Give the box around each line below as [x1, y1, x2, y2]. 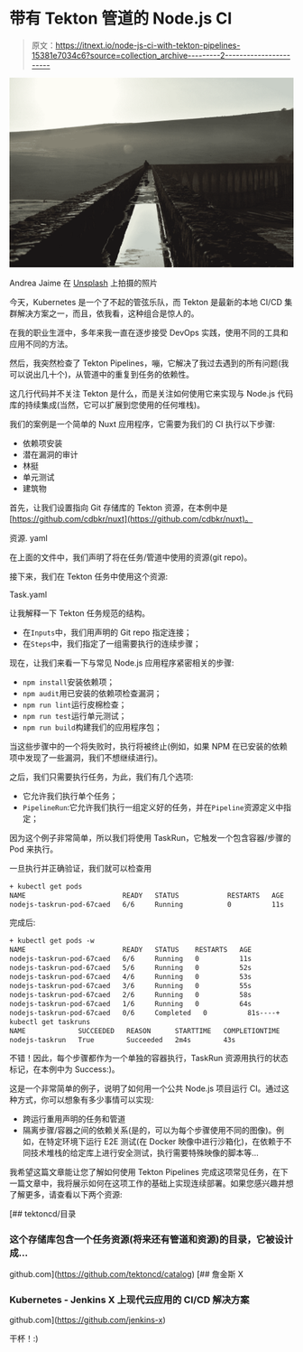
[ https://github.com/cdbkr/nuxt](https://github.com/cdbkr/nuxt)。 [9, 513, 253, 524]
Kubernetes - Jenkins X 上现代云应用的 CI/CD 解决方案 [9, 1293, 250, 1306]
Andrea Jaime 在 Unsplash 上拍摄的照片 [9, 277, 158, 288]
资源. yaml [9, 532, 48, 543]
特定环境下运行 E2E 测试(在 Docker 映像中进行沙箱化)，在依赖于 [46, 1135, 284, 1147]
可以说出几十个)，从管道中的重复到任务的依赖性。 [9, 368, 195, 379]
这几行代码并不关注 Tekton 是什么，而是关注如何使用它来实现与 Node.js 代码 [9, 387, 294, 398]
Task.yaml [9, 589, 48, 600]
